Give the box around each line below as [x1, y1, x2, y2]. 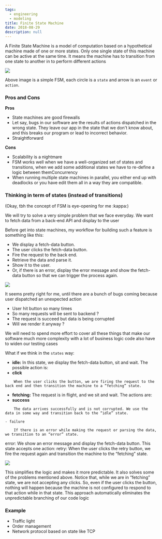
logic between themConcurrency [12, 169, 78, 175]
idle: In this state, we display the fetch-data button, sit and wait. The [12, 359, 148, 365]
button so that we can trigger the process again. [22, 272, 118, 278]
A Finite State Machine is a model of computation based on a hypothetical [5, 43, 152, 49]
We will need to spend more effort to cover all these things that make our [5, 330, 150, 336]
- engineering [9, 12, 38, 16]
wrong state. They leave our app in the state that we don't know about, [12, 125, 153, 131]
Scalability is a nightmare [12, 154, 62, 160]
